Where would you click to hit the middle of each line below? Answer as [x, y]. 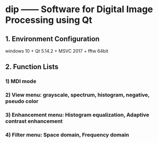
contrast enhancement [34, 121]
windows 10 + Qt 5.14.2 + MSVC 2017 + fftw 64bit [57, 51]
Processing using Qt [49, 20]
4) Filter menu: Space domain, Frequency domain [67, 135]
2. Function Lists [32, 67]
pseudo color [22, 101]
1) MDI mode [21, 81]
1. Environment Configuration [52, 39]
